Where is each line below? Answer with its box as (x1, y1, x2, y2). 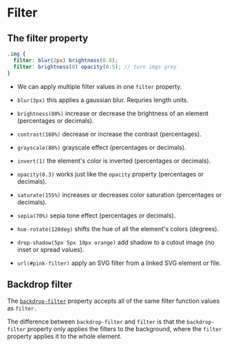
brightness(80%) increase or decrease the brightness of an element (17, 109, 208, 117)
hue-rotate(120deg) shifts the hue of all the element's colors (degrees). (17, 224, 219, 232)
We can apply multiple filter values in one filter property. (17, 82, 182, 90)
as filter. (7, 304, 38, 313)
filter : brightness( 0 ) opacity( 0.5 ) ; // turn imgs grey (13, 63, 177, 70)
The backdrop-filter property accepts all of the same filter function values (7, 297, 220, 305)
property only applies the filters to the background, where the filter (27, 325, 222, 333)
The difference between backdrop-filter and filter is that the (7, 317, 186, 326)
